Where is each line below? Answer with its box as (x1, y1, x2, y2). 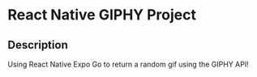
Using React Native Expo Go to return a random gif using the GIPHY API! (7, 59, 249, 69)
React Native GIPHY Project (7, 6, 196, 24)
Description (7, 38, 68, 52)
